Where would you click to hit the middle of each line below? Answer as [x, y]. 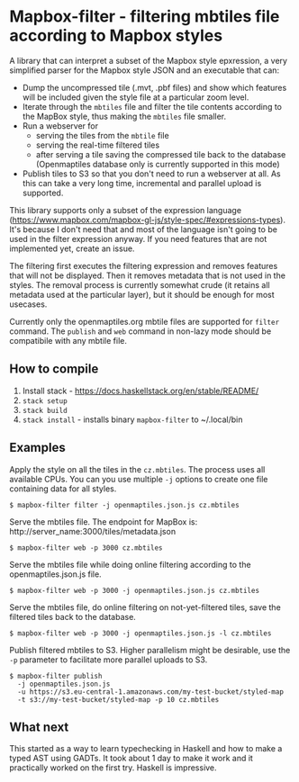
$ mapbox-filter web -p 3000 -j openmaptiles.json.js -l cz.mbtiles [140, 633]
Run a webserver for [60, 126]
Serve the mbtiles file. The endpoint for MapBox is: [104, 521]
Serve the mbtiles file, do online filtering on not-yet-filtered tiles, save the [145, 607]
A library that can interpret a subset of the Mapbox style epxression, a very [149, 60]
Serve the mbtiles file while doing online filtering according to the [130, 564]
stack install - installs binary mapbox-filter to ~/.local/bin [132, 419]
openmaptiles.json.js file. [55, 574]
